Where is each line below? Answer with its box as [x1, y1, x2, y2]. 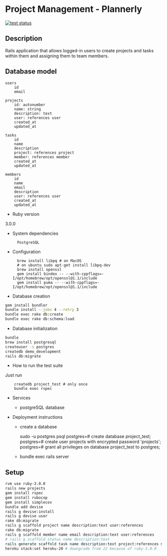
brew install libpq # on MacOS [17, 258, 82, 263]
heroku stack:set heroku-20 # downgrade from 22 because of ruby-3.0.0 [5, 546, 157, 551]
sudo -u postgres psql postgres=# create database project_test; [19, 434, 151, 440]
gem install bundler [5, 302, 48, 308]
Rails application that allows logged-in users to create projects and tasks [5, 47, 154, 53]
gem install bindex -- [17, 271, 64, 277]
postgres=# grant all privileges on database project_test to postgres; [19, 444, 161, 450]
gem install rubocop [5, 495, 48, 500]
